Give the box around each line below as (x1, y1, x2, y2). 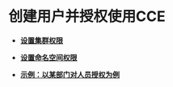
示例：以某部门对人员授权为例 (19, 69, 120, 79)
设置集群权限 (19, 35, 63, 45)
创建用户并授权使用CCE (8, 7, 166, 26)
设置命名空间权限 (19, 52, 78, 62)
